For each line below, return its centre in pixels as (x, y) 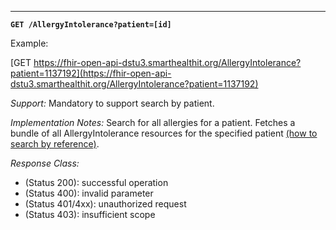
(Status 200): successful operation (96, 182)
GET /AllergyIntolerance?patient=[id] (91, 25)
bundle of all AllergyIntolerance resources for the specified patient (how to (164, 133)
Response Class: (45, 163)
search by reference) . (55, 144)
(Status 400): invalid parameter (89, 193)
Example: (29, 43)
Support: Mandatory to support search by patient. (112, 103)
